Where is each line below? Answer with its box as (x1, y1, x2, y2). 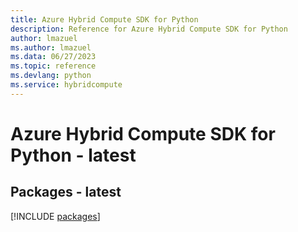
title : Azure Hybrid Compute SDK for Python (10, 14, 199, 25)
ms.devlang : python (10, 71, 92, 81)
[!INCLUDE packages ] (10, 210, 101, 222)
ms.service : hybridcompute (10, 80, 123, 90)
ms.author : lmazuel (10, 42, 92, 53)
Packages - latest (10, 184, 122, 201)
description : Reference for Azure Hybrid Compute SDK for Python (10, 24, 288, 34)
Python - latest (10, 144, 137, 166)
